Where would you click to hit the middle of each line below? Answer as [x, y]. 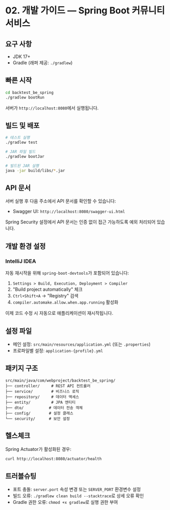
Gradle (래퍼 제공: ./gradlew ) [42, 63]
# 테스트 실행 [18, 138]
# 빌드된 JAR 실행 [22, 166]
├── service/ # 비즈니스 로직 [42, 391]
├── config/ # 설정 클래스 [39, 413]
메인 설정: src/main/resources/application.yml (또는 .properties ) [82, 344]
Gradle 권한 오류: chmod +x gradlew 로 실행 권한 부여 [65, 502]
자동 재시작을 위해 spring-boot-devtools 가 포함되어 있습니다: [67, 273]
